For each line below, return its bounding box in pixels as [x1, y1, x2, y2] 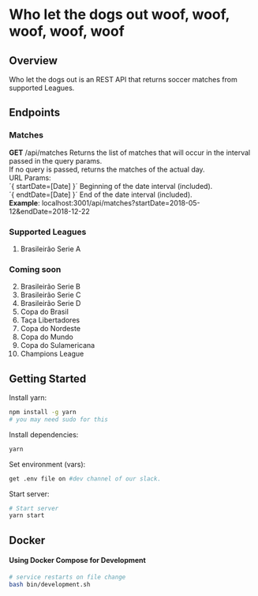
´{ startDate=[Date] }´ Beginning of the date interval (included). [9, 181, 213, 190]
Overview [9, 54, 58, 67]
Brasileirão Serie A [20, 243, 81, 254]
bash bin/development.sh [9, 580, 91, 588]
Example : [9, 198, 40, 207]
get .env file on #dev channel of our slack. [9, 474, 161, 483]
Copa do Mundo [20, 332, 73, 341]
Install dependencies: [9, 429, 79, 439]
